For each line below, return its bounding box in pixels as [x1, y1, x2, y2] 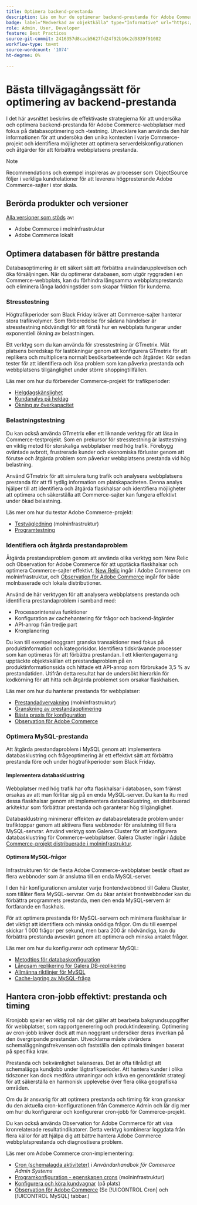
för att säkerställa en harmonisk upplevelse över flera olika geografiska [6, 1078, 178, 1085]
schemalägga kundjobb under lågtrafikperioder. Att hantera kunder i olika [6, 1066, 183, 1073]
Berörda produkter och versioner [6, 198, 128, 208]
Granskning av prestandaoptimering [14, 705, 102, 713]
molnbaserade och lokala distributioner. [6, 580, 102, 587]
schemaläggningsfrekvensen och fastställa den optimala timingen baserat [6, 1041, 185, 1048]
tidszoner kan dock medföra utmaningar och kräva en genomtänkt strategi [6, 1071, 186, 1078]
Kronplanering [14, 627, 49, 634]
